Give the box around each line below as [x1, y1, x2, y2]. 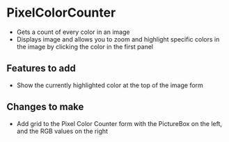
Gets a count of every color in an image [16, 28, 130, 36]
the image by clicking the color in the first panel [16, 42, 154, 51]
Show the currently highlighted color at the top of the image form [16, 81, 203, 89]
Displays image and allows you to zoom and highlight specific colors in [16, 35, 220, 43]
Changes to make [6, 101, 84, 113]
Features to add [6, 62, 76, 74]
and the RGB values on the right [16, 127, 109, 135]
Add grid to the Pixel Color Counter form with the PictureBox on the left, [16, 119, 223, 127]
